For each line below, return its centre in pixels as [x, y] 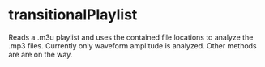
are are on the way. [41, 54]
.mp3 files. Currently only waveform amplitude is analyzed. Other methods [132, 45]
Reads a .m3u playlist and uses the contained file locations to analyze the [131, 37]
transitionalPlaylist [73, 15]
